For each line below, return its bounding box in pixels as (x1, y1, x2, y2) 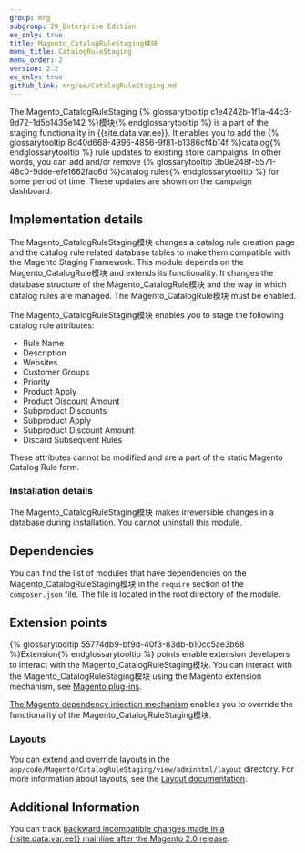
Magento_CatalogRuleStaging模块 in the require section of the (9, 578, 244, 589)
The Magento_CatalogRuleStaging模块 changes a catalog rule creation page (9, 237, 295, 248)
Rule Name (22, 338, 65, 349)
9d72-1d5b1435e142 (9, 117, 86, 128)
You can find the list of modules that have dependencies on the (9, 567, 248, 579)
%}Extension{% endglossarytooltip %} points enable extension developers (9, 649, 290, 660)
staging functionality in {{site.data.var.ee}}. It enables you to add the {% (9, 127, 280, 138)
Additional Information (9, 799, 140, 816)
